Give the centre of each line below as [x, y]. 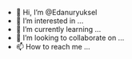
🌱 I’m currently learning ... [58, 29]
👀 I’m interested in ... [50, 21]
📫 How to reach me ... [53, 47]
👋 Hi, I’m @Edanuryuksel [56, 12]
